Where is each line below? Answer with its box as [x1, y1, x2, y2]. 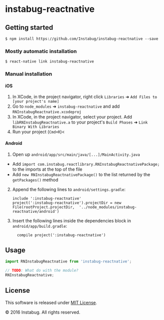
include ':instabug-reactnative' [12, 196, 82, 201]
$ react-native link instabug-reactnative [5, 59, 94, 64]
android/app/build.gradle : [12, 223, 67, 229]
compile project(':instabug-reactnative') [17, 232, 106, 238]
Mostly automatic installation [5, 48, 77, 55]
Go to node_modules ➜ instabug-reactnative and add [12, 103, 120, 110]
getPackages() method [12, 177, 58, 183]
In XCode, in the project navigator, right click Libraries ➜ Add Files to [12, 94, 158, 100]
